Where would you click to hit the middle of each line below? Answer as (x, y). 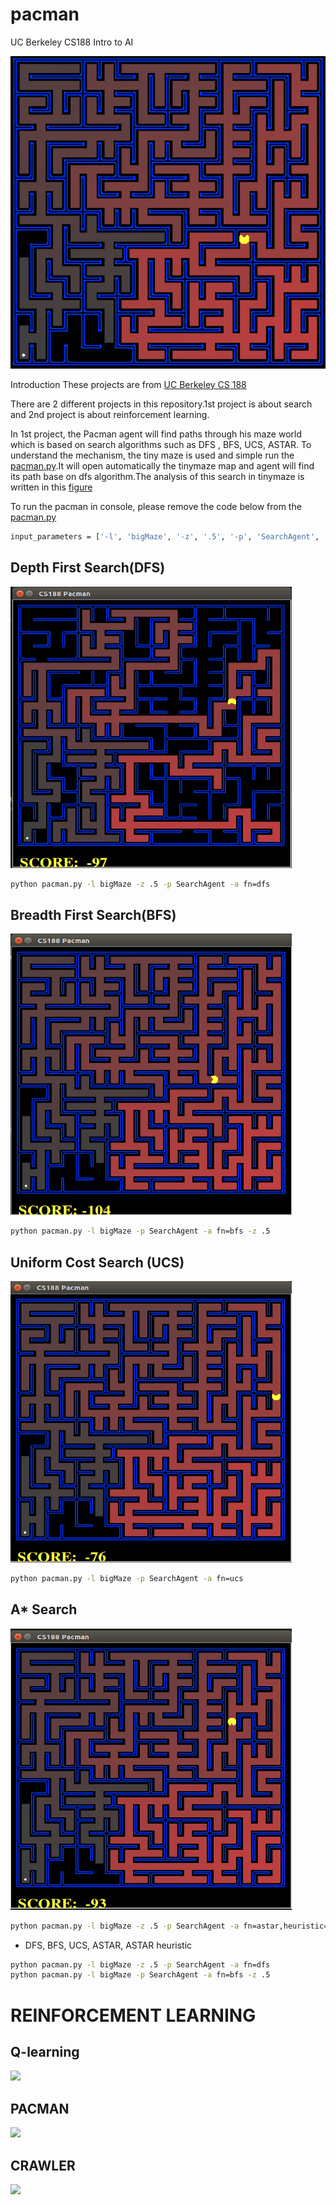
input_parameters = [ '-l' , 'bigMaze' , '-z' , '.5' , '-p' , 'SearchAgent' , (165, 536)
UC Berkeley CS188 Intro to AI (72, 42)
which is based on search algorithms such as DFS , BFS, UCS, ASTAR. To (161, 444)
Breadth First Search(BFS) (93, 914)
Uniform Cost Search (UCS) (97, 1262)
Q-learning (45, 2051)
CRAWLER (43, 2165)
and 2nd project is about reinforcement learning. (110, 414)
